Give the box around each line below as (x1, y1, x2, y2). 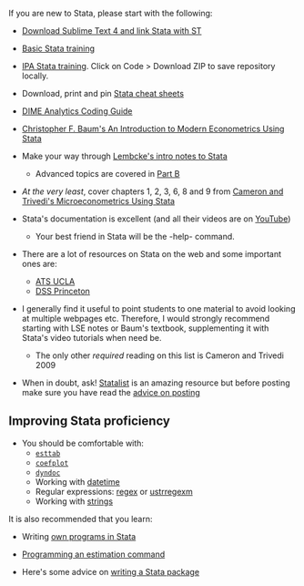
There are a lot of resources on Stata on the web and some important (21, 249, 282, 259)
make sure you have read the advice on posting (21, 387, 201, 397)
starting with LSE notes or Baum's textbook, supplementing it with (21, 323, 269, 334)
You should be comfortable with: (21, 437, 145, 448)
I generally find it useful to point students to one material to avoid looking (21, 303, 296, 314)
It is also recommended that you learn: (8, 513, 153, 524)
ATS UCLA (35, 276, 76, 286)
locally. (21, 70, 49, 81)
